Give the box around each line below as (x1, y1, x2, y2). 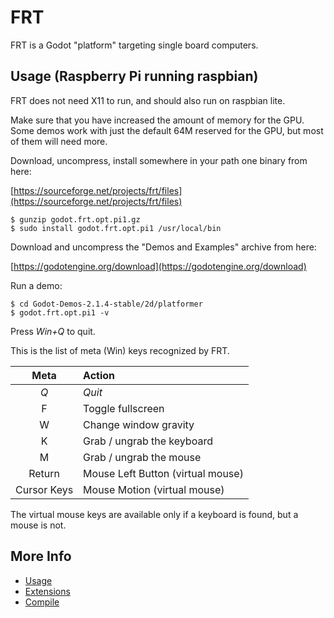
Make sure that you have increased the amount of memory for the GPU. (10, 114, 305, 126)
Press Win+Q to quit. (10, 325, 96, 337)
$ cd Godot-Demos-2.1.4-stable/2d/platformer (10, 299, 203, 309)
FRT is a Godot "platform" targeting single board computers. (10, 39, 259, 51)
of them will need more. (10, 135, 108, 147)
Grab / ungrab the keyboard (83, 434, 213, 448)
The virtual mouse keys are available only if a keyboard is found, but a (10, 508, 299, 520)
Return (28, 466, 60, 480)
